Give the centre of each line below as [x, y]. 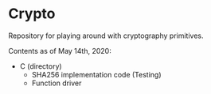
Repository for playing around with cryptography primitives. [106, 36]
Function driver [57, 83]
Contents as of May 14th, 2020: [60, 51]
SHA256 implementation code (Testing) [96, 74]
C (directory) [41, 66]
